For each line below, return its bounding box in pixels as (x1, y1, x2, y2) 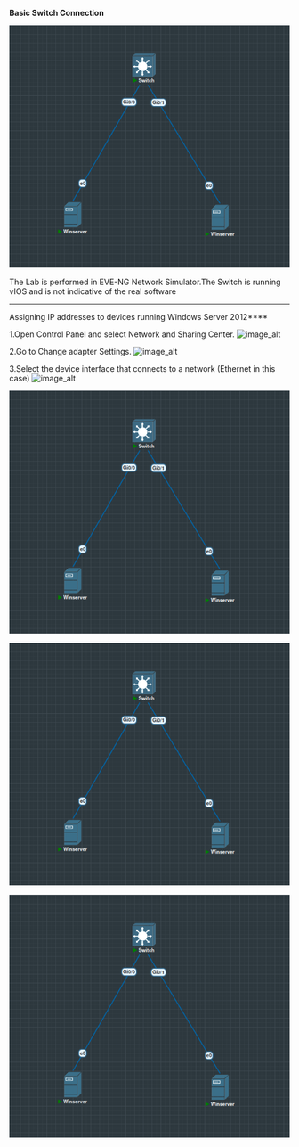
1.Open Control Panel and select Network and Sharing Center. (9, 329, 236, 340)
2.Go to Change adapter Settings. (9, 347, 132, 357)
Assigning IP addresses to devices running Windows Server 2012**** (9, 312, 269, 323)
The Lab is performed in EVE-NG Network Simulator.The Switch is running (9, 276, 281, 288)
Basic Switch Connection (9, 8, 104, 18)
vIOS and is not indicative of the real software (9, 286, 176, 297)
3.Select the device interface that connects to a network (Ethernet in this (9, 364, 276, 374)
